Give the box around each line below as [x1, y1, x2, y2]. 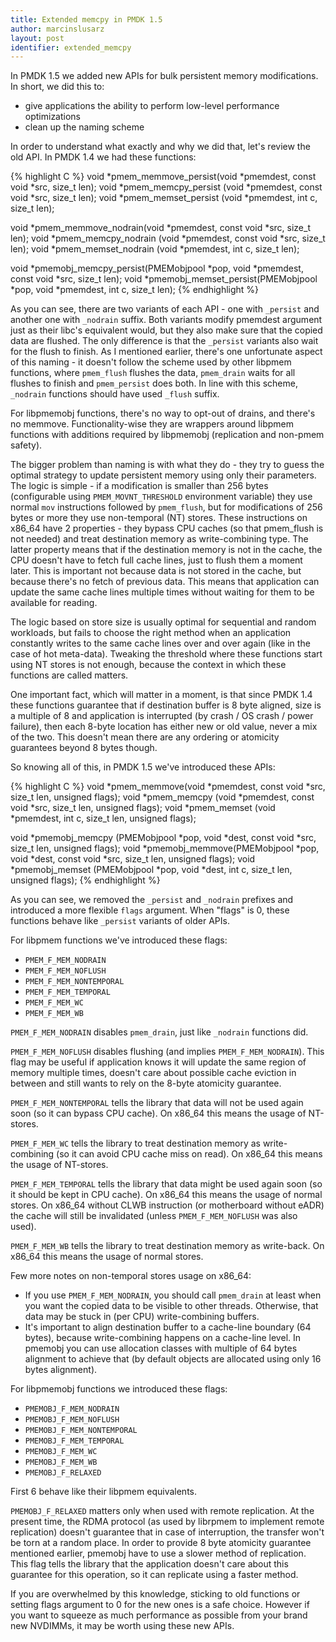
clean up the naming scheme [24, 121, 145, 133]
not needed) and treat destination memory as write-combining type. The [10, 533, 309, 545]
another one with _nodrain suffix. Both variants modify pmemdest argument [10, 314, 323, 326]
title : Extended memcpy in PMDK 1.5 [10, 14, 163, 25]
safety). [10, 439, 43, 451]
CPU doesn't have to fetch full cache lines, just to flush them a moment [10, 554, 303, 566]
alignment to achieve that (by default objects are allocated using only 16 [24, 1353, 322, 1365]
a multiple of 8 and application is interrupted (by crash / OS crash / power [10, 710, 314, 722]
